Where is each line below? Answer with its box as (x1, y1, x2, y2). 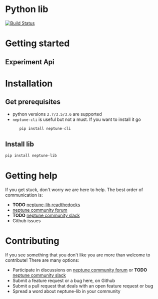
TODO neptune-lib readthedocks (12, 202, 80, 208)
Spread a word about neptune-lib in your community (12, 288, 121, 294)
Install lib (5, 139, 34, 148)
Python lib (5, 4, 48, 15)
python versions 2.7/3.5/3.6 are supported (12, 111, 102, 117)
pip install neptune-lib (5, 153, 57, 159)
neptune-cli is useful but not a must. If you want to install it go (12, 116, 141, 122)
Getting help (5, 170, 57, 182)
